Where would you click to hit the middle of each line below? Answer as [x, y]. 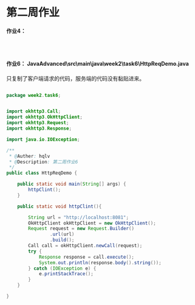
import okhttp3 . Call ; [34, 111]
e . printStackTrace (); [66, 274]
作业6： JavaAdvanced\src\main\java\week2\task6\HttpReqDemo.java [98, 63]
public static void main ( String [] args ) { [72, 184]
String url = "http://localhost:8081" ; [79, 217]
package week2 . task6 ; [34, 95]
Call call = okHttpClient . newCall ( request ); [85, 246]
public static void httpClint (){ [60, 206]
